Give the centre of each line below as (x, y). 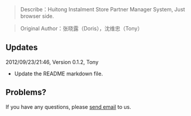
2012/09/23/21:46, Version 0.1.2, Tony (52, 62)
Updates (22, 48)
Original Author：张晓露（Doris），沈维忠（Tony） (81, 28)
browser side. (37, 16)
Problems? (26, 92)
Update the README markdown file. (58, 74)
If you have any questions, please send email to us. (69, 106)
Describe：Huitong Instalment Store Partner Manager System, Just (103, 9)
